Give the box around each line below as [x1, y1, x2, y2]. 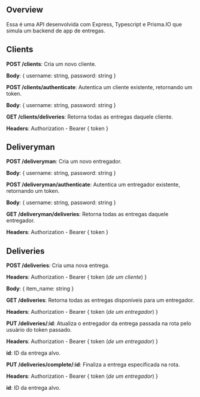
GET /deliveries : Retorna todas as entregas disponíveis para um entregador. [6, 296, 195, 304]
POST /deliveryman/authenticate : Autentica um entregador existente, [6, 181, 180, 188]
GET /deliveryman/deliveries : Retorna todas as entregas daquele [6, 211, 169, 218]
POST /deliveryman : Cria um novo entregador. [6, 158, 122, 165]
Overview [6, 5, 44, 15]
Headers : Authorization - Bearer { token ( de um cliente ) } [6, 274, 147, 281]
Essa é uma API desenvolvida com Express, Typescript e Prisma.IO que [6, 20, 183, 28]
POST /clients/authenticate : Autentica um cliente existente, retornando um [6, 83, 193, 90]
